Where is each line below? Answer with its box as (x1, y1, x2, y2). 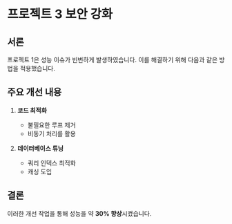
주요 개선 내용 (7, 86, 62, 98)
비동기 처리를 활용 (27, 129, 76, 138)
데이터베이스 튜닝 (17, 144, 64, 152)
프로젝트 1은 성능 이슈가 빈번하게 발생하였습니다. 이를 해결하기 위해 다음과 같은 (7, 56, 218, 64)
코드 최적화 (17, 106, 47, 114)
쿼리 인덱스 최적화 (27, 158, 76, 167)
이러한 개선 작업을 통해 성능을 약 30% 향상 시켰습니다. (7, 209, 152, 218)
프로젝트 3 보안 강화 (7, 6, 113, 22)
